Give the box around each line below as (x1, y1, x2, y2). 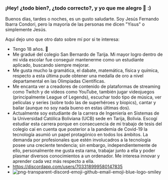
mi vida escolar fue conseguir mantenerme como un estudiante (12, 57, 144, 63)
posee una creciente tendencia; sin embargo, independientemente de (12, 142, 157, 148)
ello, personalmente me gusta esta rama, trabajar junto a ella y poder (12, 148, 155, 154)
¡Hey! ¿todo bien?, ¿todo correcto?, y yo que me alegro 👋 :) (5, 5, 151, 12)
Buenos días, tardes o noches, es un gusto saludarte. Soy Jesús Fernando (5, 16, 159, 22)
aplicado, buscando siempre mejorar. (12, 62, 90, 68)
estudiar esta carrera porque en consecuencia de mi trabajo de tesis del (12, 121, 162, 127)
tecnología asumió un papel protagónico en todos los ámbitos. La (12, 132, 148, 138)
